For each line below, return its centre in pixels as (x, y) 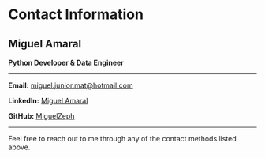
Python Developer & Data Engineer (66, 62)
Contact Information (76, 15)
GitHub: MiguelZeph (41, 116)
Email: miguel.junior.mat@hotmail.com (71, 85)
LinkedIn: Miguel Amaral (48, 101)
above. (19, 147)
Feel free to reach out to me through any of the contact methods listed (122, 139)
